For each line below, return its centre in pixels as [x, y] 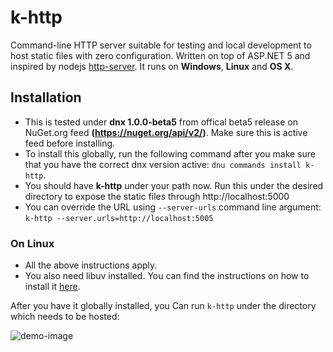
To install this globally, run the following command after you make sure [170, 153]
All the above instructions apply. [91, 265]
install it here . [52, 287]
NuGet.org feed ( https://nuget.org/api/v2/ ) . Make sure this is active [166, 132]
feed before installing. [70, 143]
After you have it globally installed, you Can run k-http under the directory [163, 306]
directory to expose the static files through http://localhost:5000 [157, 196]
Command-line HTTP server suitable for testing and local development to [161, 45]
